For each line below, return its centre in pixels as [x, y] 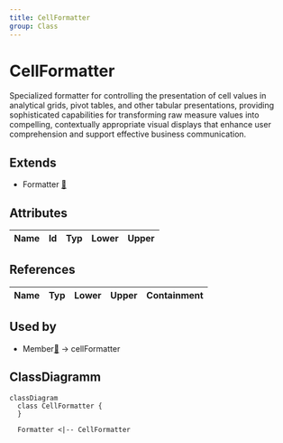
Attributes [38, 213]
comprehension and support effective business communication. [128, 134]
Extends [33, 162]
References [42, 270]
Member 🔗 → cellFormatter [71, 348]
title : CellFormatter [50, 18]
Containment [175, 295]
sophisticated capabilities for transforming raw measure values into [134, 115]
